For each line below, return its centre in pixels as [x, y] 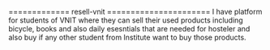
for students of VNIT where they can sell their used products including [126, 20]
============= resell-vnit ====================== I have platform [135, 12]
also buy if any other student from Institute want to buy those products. [127, 37]
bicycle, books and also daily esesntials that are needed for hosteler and [129, 29]
